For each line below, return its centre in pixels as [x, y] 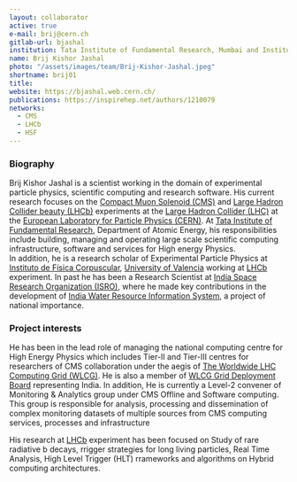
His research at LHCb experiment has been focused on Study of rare [134, 440]
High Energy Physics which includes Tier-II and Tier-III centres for [129, 357]
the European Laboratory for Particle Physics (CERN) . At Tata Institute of [141, 221]
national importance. [47, 306]
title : [21, 83]
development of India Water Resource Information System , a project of [137, 296]
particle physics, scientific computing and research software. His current [142, 192]
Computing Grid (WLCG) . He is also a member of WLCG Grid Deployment [142, 376]
